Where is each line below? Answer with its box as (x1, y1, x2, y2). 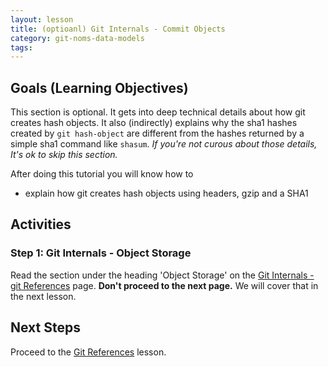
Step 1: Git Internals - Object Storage (10, 246, 192, 260)
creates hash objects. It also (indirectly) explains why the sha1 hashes (10, 117, 298, 129)
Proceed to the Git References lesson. (10, 346, 167, 358)
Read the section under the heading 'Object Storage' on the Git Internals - (10, 269, 315, 281)
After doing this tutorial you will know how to (10, 168, 194, 180)
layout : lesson (10, 14, 74, 25)
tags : (10, 42, 33, 53)
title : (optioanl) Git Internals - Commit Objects (10, 24, 226, 34)
